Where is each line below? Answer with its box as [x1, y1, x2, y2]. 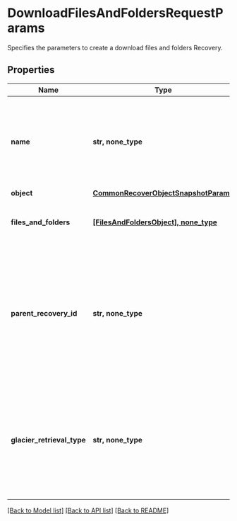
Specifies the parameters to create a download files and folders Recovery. [7, 43, 224, 52]
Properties [7, 64, 55, 76]
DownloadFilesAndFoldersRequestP [7, 5, 224, 21]
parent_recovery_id [11, 308, 78, 318]
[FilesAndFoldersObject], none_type [92, 217, 217, 227]
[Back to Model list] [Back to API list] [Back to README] [7, 506, 169, 515]
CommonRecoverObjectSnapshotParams [92, 188, 234, 197]
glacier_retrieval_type [11, 435, 86, 445]
